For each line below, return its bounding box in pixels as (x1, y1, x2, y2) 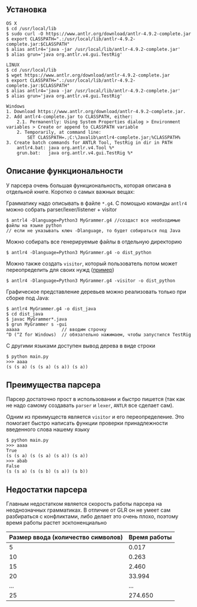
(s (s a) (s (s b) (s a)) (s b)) (6, 468, 88, 474)
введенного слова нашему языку (6, 426, 90, 433)
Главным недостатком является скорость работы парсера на (6, 500, 162, 508)
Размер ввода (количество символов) (9, 533, 123, 541)
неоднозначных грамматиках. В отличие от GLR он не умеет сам (6, 506, 171, 514)
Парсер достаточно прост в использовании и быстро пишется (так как (6, 396, 185, 403)
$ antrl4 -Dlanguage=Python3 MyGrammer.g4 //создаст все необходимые (6, 217, 181, 223)
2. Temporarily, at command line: (17, 129, 101, 135)
